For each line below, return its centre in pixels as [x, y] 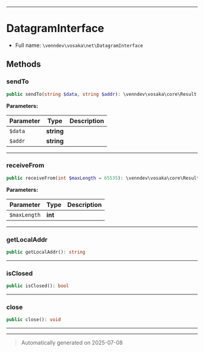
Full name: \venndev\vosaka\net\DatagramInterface [79, 45]
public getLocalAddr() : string [46, 252]
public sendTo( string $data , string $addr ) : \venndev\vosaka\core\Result [102, 94]
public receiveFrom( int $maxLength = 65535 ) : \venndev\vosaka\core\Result [103, 178]
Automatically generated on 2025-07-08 [72, 343]
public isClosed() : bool [38, 286]
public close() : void [34, 320]
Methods [24, 64]
